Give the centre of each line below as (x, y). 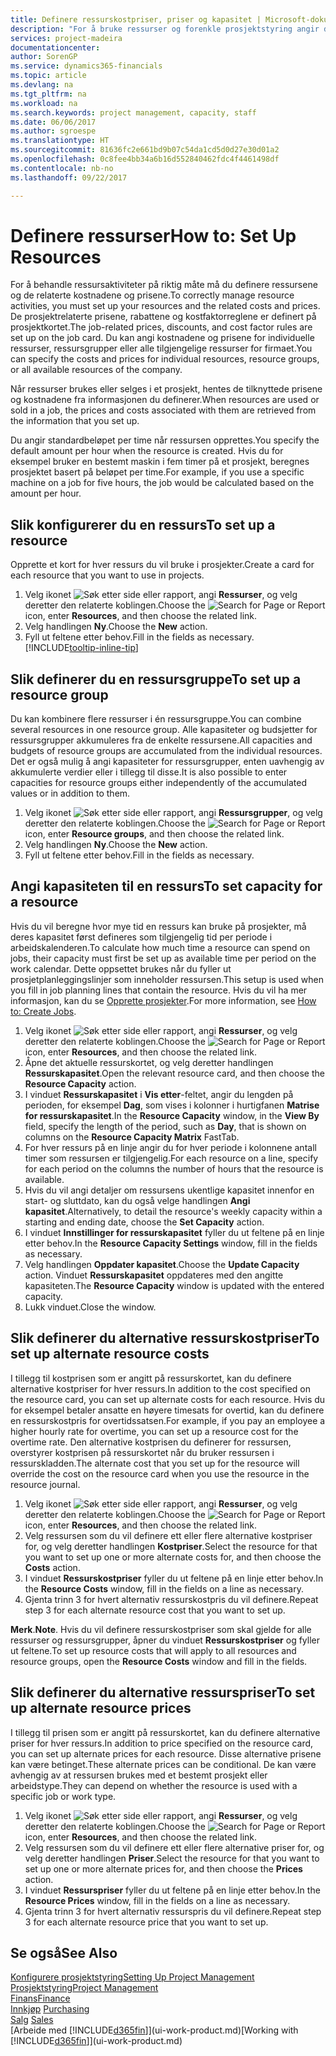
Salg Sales (32, 2020)
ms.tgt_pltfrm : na (48, 94)
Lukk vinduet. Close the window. (90, 1307)
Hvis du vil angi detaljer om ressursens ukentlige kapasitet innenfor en (169, 1190)
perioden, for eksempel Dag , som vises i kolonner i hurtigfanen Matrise (172, 1105)
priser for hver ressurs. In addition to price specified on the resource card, (162, 1743)
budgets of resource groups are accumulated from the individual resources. (166, 751)
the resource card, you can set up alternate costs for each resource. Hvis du (168, 1399)
